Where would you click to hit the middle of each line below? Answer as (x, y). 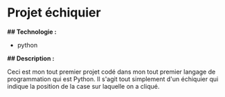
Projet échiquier (54, 13)
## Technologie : (32, 32)
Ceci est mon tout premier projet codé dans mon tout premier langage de (111, 72)
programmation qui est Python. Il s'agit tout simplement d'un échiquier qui (113, 79)
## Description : (31, 58)
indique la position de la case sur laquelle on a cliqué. (83, 86)
